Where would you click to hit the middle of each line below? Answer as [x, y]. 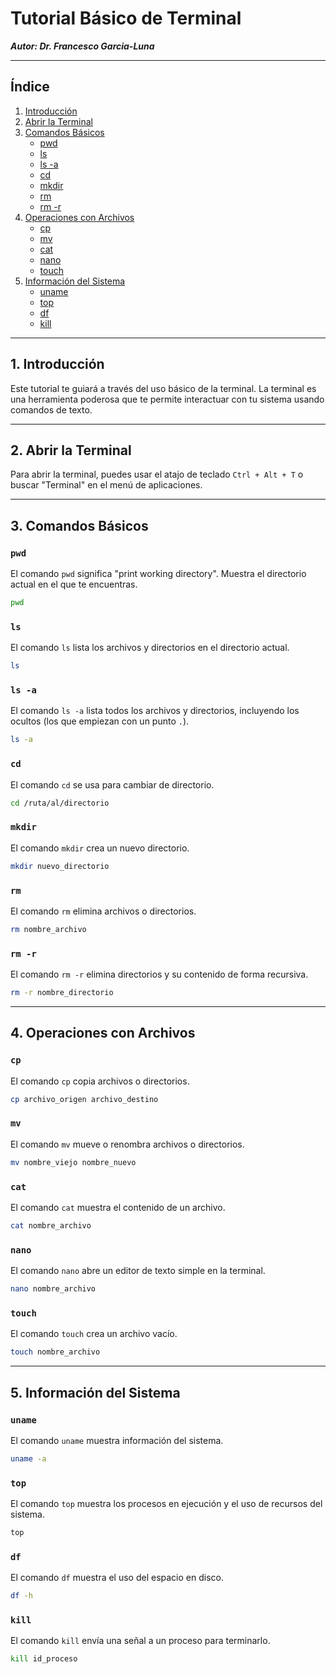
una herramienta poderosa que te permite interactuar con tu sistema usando [167, 399]
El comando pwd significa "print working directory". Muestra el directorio [158, 574]
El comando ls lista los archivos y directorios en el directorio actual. [150, 648]
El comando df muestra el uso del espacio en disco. [117, 1578]
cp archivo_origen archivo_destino [84, 1099]
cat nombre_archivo [51, 1226]
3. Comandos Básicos [79, 525]
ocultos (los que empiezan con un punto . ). [100, 721]
